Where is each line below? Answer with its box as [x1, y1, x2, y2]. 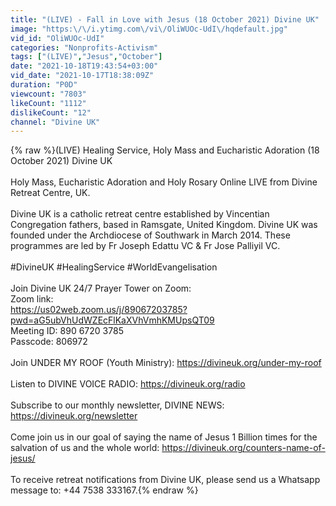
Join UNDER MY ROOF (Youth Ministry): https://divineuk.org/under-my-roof [10, 357, 322, 369]
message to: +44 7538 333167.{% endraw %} [10, 484, 199, 496]
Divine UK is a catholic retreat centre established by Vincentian [10, 208, 270, 220]
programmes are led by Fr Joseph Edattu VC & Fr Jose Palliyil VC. [10, 240, 281, 252]
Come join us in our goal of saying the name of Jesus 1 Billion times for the [10, 431, 318, 443]
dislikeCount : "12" [10, 107, 92, 118]
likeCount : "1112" [10, 98, 87, 108]
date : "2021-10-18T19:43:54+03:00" [10, 61, 159, 71]
